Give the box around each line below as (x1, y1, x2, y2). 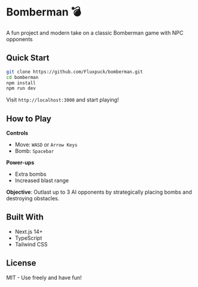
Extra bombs (14, 170, 47, 178)
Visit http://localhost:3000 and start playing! (6, 96, 119, 103)
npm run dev (6, 86, 36, 91)
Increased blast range (14, 177, 69, 184)
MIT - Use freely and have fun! (6, 274, 82, 281)
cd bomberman (6, 74, 39, 80)
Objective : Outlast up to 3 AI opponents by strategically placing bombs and (6, 188, 193, 196)
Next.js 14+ (14, 228, 43, 235)
